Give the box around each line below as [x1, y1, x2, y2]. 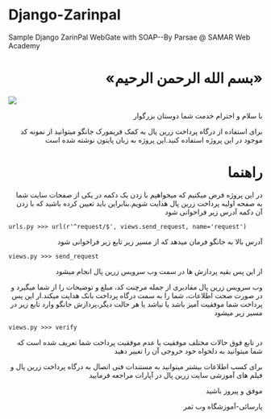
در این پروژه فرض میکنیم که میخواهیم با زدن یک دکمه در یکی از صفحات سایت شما [15, 189, 263, 199]
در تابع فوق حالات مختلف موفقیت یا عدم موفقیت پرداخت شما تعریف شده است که [17, 337, 263, 347]
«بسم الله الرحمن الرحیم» [105, 69, 263, 88]
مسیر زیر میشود [214, 308, 263, 317]
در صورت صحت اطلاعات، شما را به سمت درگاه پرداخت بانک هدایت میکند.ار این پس [11, 290, 263, 300]
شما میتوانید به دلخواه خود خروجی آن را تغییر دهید [114, 346, 263, 355]
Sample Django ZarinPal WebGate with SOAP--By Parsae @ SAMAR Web [8, 32, 251, 42]
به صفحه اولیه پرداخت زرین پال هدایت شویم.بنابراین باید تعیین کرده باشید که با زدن [15, 198, 263, 208]
